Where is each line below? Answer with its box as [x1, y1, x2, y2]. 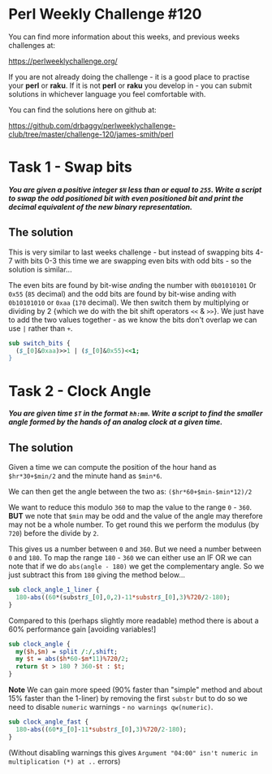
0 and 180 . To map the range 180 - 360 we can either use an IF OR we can [8, 553, 252, 563]
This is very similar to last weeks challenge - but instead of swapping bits [8, 247, 254, 257]
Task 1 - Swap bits [8, 158, 132, 176]
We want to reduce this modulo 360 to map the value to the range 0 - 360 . [8, 502, 253, 512]
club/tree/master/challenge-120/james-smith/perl [8, 129, 174, 139]
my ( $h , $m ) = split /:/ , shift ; [15, 647, 118, 655]
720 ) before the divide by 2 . [8, 528, 99, 538]
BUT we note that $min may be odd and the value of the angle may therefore [8, 511, 264, 521]
